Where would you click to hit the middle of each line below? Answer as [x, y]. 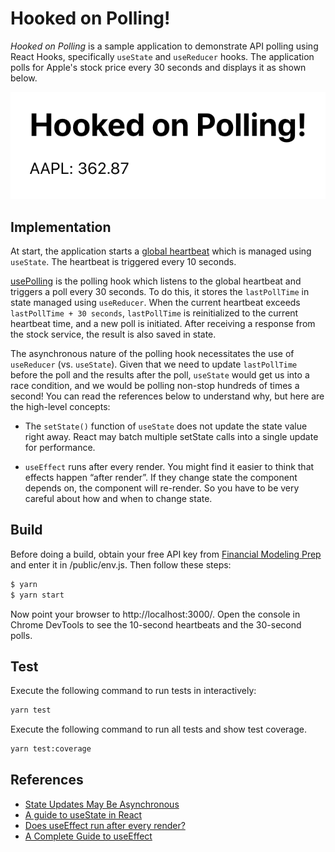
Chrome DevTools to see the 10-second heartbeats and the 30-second [156, 624]
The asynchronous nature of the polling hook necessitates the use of [152, 353]
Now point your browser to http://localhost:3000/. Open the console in [155, 614]
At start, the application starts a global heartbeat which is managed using [161, 251]
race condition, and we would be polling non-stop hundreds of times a [155, 385]
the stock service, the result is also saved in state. [113, 334]
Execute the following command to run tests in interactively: [133, 691]
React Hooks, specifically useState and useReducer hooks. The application [162, 56]
